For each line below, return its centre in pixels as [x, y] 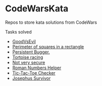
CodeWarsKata [37, 9]
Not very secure [29, 62]
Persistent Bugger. [31, 52]
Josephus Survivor [31, 78]
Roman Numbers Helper [37, 68]
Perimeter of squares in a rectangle [48, 46]
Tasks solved [18, 32]
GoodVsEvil [24, 41]
